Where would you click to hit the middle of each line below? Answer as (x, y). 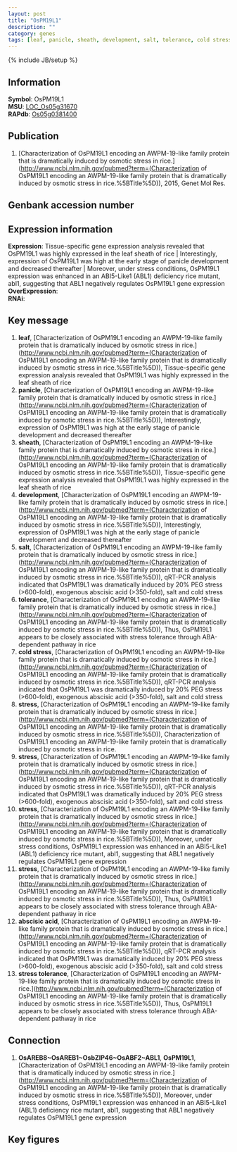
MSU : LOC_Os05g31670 (43, 106)
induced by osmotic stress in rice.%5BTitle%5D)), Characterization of (119, 734)
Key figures (34, 1139)
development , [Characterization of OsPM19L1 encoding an (103, 494)
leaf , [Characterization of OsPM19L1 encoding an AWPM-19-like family (120, 337)
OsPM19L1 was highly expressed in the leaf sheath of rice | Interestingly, (113, 253)
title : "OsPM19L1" (35, 20)
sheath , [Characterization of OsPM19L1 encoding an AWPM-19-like (115, 442)
